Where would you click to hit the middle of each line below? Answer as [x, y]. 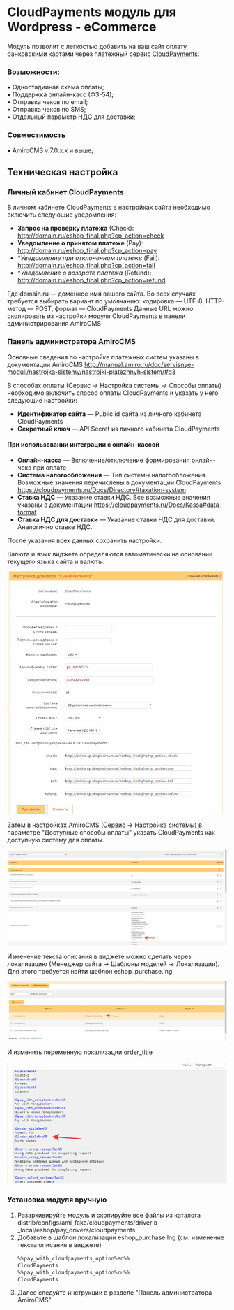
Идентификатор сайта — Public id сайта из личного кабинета [109, 414]
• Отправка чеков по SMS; [47, 110]
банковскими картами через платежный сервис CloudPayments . [103, 54]
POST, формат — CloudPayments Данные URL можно [114, 309]
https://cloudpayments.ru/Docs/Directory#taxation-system [102, 489]
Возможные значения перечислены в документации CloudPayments [119, 482]
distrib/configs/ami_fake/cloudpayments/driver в [87, 1222]
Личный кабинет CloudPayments [65, 192]
